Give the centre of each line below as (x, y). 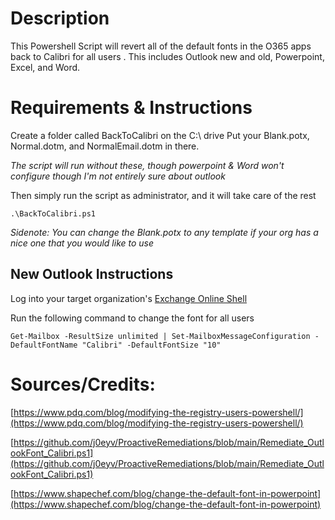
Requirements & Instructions (131, 108)
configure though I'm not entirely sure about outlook (118, 176)
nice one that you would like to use (82, 243)
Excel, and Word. (45, 67)
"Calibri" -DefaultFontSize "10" (151, 345)
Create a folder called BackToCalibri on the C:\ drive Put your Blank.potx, (160, 135)
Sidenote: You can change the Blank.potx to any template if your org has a (164, 232)
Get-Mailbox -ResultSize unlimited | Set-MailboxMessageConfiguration (160, 336)
